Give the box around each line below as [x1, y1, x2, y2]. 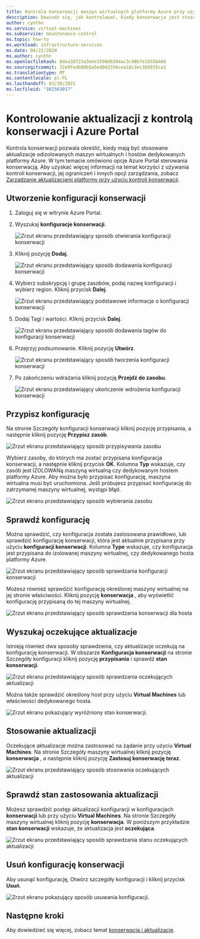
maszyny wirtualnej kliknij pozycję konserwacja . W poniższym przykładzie [6, 818, 190, 825]
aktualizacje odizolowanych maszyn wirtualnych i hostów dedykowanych [6, 150, 186, 158]
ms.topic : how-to [6, 36, 49, 42]
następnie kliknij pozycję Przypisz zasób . [6, 431, 108, 439]
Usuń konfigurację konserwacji [6, 860, 124, 870]
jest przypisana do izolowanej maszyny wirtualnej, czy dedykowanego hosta [6, 549, 194, 557]
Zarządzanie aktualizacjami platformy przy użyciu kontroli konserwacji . [6, 176, 180, 183]
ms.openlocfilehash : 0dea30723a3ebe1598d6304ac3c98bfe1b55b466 [6, 58, 167, 64]
